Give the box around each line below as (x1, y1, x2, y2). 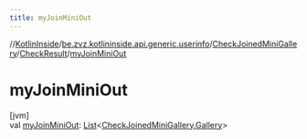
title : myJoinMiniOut (9, 13, 92, 23)
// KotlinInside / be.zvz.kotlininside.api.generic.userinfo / (9, 38, 213, 49)
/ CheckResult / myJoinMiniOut (16, 47, 127, 59)
